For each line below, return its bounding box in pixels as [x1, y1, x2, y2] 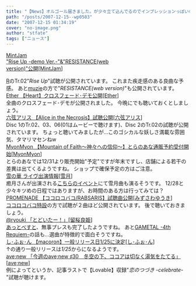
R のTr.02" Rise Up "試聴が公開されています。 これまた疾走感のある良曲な [6, 77, 179, 84]
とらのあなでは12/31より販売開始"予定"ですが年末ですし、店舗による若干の [6, 158, 187, 164]
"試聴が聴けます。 [6, 274, 50, 281]
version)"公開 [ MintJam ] [6, 65, 63, 72]
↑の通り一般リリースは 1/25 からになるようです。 [6, 246, 123, 252]
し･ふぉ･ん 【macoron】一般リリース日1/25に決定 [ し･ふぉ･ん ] [6, 238, 155, 245]
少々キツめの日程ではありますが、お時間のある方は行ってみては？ [6, 187, 164, 194]
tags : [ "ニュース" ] [6, 36, 50, 42]
